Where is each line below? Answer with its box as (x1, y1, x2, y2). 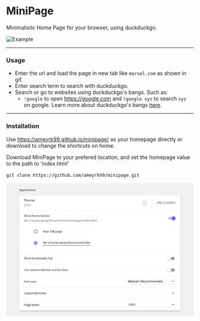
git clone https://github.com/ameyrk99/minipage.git (6, 172, 140, 178)
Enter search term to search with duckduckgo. (14, 82, 129, 90)
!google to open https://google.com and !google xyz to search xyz (23, 95, 186, 102)
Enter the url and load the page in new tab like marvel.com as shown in (14, 70, 186, 77)
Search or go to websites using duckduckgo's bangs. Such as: (14, 88, 168, 96)
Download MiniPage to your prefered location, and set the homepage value (6, 154, 190, 161)
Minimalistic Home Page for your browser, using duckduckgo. (6, 24, 157, 31)
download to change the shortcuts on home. (6, 142, 115, 149)
